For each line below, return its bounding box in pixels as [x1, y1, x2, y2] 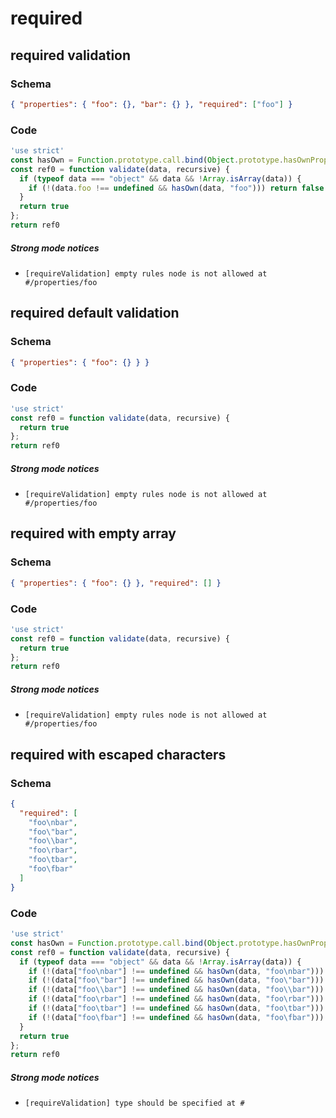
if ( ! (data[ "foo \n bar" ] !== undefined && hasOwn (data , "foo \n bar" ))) [28, 966, 325, 976]
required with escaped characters [10, 746, 227, 763]
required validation [10, 47, 132, 64]
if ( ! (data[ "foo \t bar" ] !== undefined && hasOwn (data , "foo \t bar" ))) [28, 1003, 325, 1014]
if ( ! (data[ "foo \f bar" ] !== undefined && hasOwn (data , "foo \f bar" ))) [28, 1012, 325, 1022]
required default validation [10, 305, 180, 322]
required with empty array [10, 525, 177, 542]
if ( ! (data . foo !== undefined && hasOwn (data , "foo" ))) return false [28, 183, 325, 193]
